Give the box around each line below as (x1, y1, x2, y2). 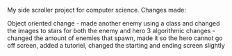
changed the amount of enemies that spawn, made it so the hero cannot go (7, 34, 223, 42)
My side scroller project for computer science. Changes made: (7, 6, 186, 14)
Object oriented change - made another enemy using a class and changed (7, 19, 220, 27)
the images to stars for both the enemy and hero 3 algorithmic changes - (7, 27, 215, 35)
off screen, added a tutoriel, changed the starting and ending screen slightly (7, 41, 226, 49)
